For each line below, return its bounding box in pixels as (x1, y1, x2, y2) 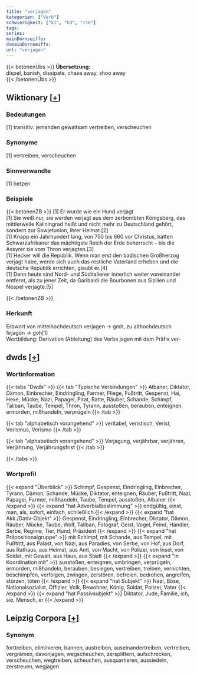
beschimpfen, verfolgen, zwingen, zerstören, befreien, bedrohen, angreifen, (6, 571, 191, 578)
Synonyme (6, 139, 38, 147)
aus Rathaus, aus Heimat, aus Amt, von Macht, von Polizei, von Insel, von (6, 546, 184, 553)
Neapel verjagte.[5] (6, 283, 54, 291)
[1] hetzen (6, 180, 31, 187)
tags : (6, 25, 19, 31)
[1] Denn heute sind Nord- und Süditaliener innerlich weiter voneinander (6, 271, 181, 278)
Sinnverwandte (6, 166, 51, 174)
